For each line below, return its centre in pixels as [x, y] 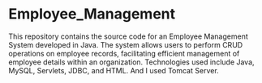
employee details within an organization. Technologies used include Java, [131, 62]
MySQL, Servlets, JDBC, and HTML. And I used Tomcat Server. [114, 70]
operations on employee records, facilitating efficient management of [124, 53]
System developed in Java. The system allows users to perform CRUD [126, 44]
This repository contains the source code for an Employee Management [129, 36]
